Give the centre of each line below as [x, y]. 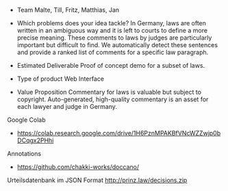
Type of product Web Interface [61, 79]
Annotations [24, 154]
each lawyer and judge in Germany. [67, 106]
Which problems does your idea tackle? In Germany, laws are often [112, 23]
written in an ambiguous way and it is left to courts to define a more [112, 30]
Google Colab [26, 120]
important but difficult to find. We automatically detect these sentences [117, 45]
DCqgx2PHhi [35, 140]
